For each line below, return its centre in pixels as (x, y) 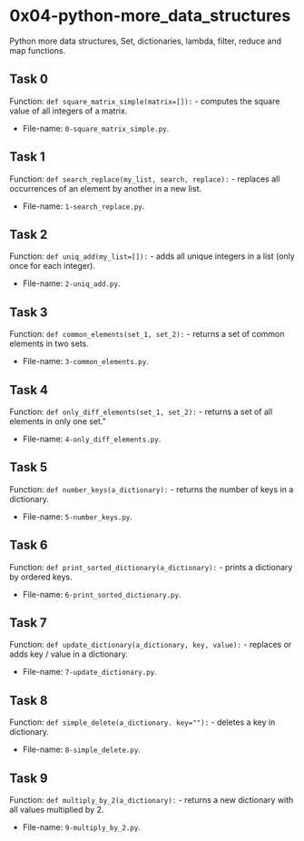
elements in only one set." (58, 421)
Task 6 (29, 545)
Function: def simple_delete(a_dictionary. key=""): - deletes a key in (142, 722)
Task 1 (27, 157)
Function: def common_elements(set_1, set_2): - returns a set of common (147, 334)
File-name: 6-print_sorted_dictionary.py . (102, 594)
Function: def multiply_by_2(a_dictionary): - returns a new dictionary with (152, 800)
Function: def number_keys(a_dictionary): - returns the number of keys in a (152, 489)
